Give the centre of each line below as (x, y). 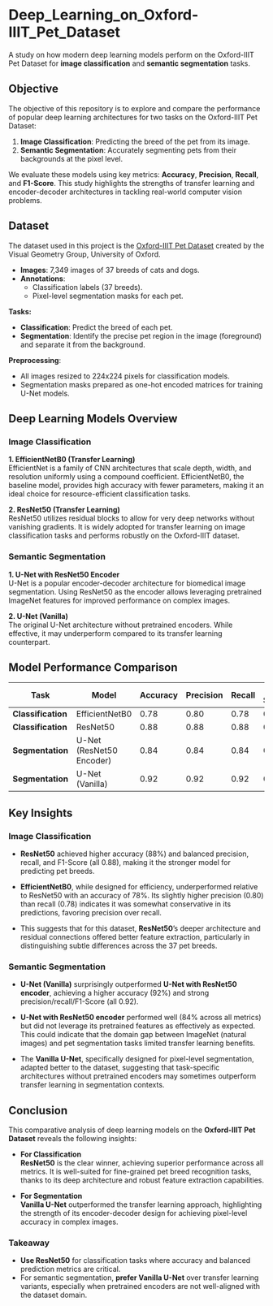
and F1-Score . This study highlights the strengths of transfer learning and (132, 183)
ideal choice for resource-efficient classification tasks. (100, 494)
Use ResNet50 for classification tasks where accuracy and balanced (135, 1261)
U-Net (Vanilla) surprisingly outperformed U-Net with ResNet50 (128, 984)
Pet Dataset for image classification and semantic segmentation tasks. (129, 63)
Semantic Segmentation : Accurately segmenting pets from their (128, 150)
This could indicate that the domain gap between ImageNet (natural (133, 1035)
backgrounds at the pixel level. (71, 158)
